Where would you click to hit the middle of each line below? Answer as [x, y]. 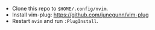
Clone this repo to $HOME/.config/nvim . [60, 9]
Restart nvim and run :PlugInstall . [55, 21]
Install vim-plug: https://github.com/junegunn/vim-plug [80, 15]
